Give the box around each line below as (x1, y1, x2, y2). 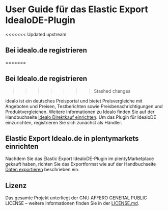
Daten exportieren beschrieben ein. (5, 167, 80, 173)
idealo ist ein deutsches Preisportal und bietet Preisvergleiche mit (5, 98, 143, 104)
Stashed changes (94, 88, 131, 94)
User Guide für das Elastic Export (5, 4, 149, 15)
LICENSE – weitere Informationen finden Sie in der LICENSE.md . (5, 200, 139, 206)
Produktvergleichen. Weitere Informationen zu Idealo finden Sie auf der (5, 109, 155, 115)
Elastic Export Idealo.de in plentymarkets (5, 134, 139, 143)
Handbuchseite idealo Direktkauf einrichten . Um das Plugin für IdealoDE (5, 114, 156, 120)
